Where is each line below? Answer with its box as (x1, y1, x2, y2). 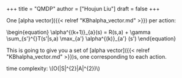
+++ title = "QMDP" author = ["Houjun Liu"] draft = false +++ (6, 5, 160, 12)
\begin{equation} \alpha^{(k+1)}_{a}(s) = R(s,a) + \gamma (6, 28, 151, 36)
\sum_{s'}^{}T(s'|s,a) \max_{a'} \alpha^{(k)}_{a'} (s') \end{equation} (6, 35, 177, 42)
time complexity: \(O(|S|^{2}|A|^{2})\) (6, 65, 101, 72)
